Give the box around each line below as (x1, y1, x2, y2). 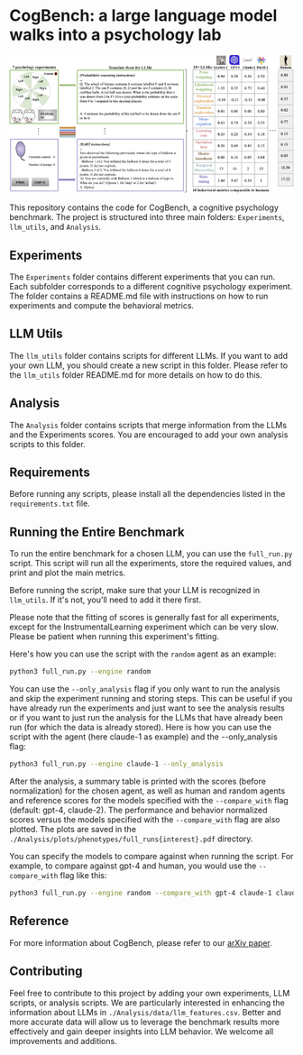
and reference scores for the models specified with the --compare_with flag (9, 795, 289, 806)
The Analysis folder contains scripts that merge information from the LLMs (9, 419, 287, 430)
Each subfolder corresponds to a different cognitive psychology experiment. (9, 281, 293, 292)
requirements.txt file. (9, 498, 90, 509)
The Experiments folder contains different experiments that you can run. (9, 271, 276, 282)
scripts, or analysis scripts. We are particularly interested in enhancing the (9, 997, 286, 1008)
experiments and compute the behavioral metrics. (9, 300, 195, 311)
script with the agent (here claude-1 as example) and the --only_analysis (9, 731, 278, 742)
